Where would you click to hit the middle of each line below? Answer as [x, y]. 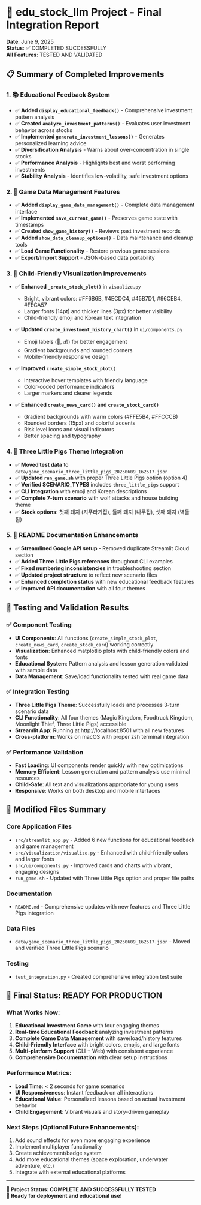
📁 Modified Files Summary [56, 810]
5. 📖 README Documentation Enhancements [72, 535]
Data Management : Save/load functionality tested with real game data [102, 676]
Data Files [21, 928]
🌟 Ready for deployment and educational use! [64, 1195]
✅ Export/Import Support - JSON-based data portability [85, 257]
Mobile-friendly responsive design [66, 357]
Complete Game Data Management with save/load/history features [98, 1038]
